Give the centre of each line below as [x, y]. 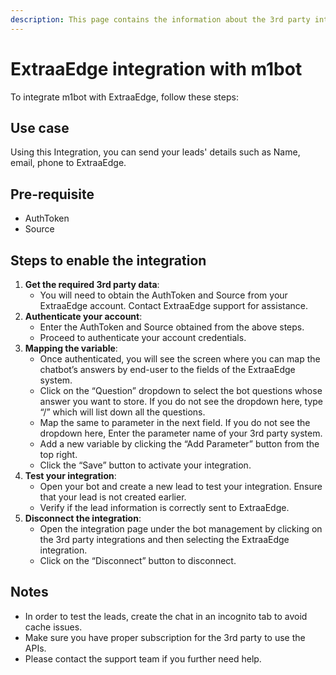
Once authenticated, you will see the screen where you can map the [180, 359]
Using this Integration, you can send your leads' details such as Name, [155, 152]
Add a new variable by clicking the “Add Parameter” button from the [179, 444]
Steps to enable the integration [108, 260]
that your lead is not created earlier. [113, 497]
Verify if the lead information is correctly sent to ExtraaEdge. [164, 507]
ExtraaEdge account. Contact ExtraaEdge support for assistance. [174, 305]
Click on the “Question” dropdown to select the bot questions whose [181, 390]
